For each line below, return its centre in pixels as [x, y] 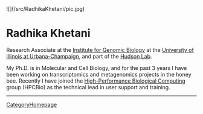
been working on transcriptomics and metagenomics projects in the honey [99, 74]
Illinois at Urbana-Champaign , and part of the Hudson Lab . [79, 56]
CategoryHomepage [32, 104]
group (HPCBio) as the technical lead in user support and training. [88, 87]
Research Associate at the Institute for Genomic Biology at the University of [100, 49]
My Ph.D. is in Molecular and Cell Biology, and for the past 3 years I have [97, 68]
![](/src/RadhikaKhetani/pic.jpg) [46, 9]
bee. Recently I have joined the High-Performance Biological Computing [96, 81]
